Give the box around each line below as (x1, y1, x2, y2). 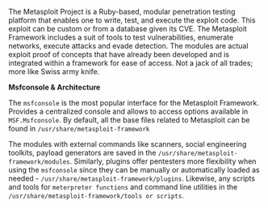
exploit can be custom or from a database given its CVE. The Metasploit (8, 24, 248, 33)
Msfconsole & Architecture (8, 82, 101, 92)
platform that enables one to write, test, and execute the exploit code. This (8, 15, 256, 25)
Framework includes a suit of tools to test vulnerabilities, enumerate (8, 32, 234, 42)
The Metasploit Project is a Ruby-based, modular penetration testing (8, 7, 236, 16)
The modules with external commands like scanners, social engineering (8, 139, 247, 148)
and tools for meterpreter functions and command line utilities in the (8, 182, 238, 192)
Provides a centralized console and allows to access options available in (8, 106, 249, 116)
